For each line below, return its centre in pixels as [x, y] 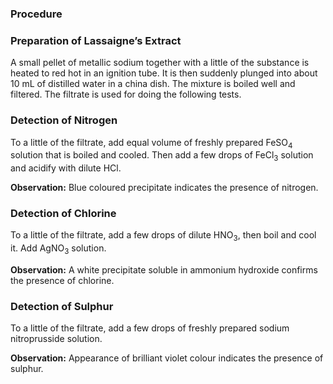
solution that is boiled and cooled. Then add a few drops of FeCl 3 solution [162, 156]
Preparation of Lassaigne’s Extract [96, 40]
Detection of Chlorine [63, 214]
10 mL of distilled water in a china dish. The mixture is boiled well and [153, 84]
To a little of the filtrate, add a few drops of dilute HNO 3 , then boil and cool [163, 236]
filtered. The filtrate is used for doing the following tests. [126, 94]
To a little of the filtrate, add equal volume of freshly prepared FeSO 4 [151, 143]
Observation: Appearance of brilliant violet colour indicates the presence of [167, 358]
